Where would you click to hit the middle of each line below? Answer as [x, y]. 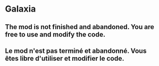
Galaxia [21, 9]
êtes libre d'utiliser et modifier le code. [65, 58]
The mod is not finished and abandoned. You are [79, 27]
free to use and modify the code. [55, 34]
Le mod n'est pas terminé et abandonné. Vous [76, 51]
